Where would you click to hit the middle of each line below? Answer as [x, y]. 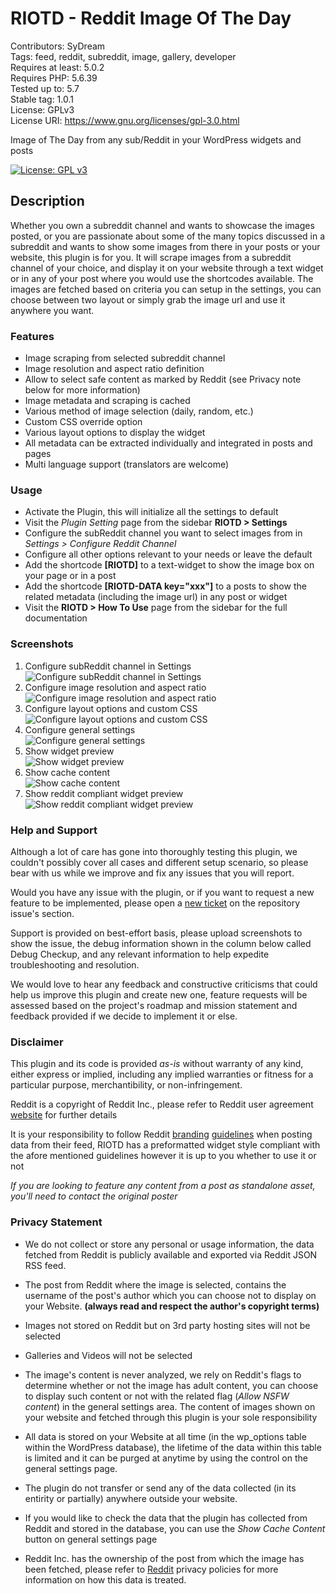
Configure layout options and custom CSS [111, 708]
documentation [56, 618]
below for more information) [82, 390]
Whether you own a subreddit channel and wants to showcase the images [162, 225]
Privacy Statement [56, 1222]
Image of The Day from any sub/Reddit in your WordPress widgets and [156, 139]
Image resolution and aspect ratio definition [114, 369]
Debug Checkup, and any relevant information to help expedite [140, 954]
